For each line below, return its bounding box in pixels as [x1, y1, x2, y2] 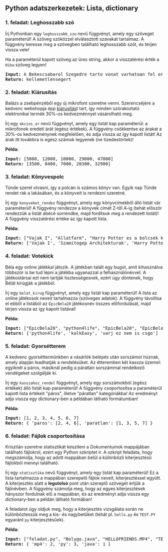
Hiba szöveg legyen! [5, 61, 47, 67]
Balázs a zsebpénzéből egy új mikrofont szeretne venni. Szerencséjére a [5, 100, 155, 106]
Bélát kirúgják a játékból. [5, 280, 56, 286]
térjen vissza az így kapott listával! [5, 306, 76, 312]
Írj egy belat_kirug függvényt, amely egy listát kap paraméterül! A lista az [5, 290, 157, 296]
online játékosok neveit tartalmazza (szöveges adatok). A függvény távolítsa [5, 295, 162, 301]
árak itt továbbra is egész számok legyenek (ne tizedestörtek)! [5, 136, 134, 142]
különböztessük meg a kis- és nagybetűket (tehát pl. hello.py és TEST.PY [5, 511, 156, 517]
